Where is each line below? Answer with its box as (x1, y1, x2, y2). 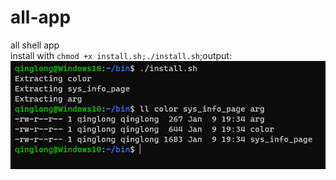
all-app (10, 6, 72, 29)
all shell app (10, 39, 60, 51)
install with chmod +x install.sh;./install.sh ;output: (10, 49, 232, 61)
